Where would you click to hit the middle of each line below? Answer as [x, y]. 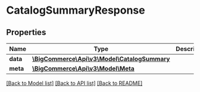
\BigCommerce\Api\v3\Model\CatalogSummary [101, 59]
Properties [26, 32]
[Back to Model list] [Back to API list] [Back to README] [74, 83]
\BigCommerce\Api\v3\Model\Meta [83, 69]
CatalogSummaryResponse [76, 10]
